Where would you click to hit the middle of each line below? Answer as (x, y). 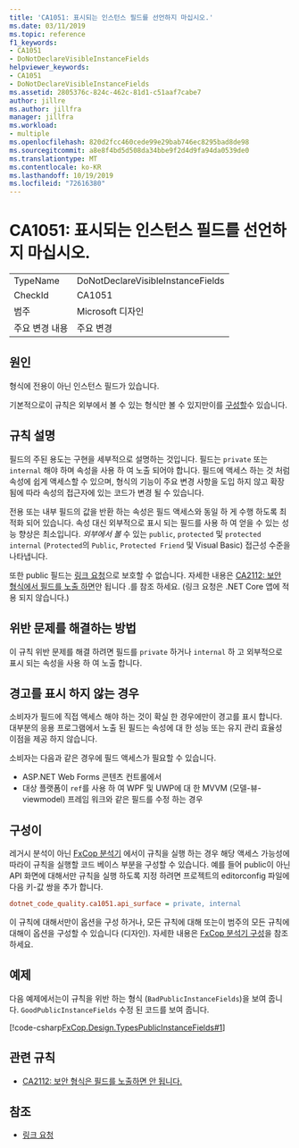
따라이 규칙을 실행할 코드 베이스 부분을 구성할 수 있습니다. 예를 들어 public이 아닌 (150, 865)
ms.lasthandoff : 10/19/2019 (62, 175)
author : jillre (37, 101)
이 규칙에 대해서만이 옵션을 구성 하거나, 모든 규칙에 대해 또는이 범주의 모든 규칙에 (149, 922)
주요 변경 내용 (41, 329)
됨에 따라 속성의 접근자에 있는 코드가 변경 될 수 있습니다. (107, 492)
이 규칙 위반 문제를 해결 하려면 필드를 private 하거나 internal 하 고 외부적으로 (146, 651)
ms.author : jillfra (46, 109)
